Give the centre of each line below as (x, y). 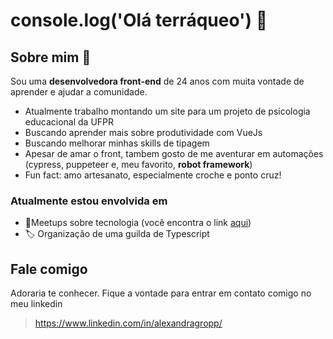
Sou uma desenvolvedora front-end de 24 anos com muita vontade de (157, 81)
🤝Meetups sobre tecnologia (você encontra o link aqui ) (138, 223)
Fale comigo (49, 269)
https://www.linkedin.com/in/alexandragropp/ (128, 323)
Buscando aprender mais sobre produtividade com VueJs (143, 132)
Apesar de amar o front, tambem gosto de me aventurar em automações (174, 153)
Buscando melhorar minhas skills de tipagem (117, 143)
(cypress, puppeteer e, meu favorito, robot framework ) (138, 164)
